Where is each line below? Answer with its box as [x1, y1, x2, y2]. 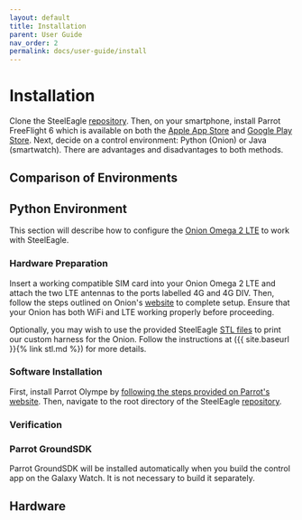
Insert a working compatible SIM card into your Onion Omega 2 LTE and [9, 277, 277, 289]
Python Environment [9, 200, 128, 217]
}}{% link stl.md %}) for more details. [9, 343, 147, 354]
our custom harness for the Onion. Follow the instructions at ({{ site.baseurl [9, 333, 290, 344]
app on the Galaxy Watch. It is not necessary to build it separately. [9, 473, 255, 484]
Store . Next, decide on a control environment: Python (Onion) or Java [9, 135, 268, 145]
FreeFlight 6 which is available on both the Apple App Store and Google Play [9, 125, 293, 136]
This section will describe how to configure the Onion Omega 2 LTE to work [9, 225, 290, 236]
